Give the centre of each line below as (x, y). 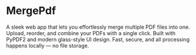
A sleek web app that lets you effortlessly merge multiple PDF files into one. (98, 27)
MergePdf (31, 11)
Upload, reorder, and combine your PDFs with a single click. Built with (91, 33)
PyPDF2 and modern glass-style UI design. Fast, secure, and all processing (98, 39)
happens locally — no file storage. (48, 46)
